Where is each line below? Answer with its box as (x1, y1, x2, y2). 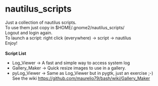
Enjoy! (5, 40, 18, 46)
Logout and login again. (5, 30, 53, 35)
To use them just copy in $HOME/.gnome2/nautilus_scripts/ (5, 24, 125, 30)
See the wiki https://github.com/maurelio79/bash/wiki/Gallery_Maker (12, 75, 150, 81)
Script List (5, 50, 26, 56)
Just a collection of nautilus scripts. (5, 19, 77, 25)
